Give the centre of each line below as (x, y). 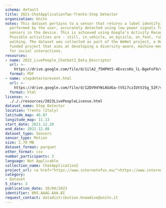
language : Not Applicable (32, 161)
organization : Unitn (26, 19)
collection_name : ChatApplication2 (42, 166)
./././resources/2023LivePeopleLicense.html (56, 102)
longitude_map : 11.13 (27, 120)
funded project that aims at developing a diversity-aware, (73, 46)
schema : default (22, 10)
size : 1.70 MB (20, 143)
